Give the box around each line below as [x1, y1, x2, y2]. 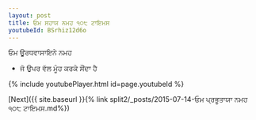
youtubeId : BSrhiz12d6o [8, 26, 87, 34]
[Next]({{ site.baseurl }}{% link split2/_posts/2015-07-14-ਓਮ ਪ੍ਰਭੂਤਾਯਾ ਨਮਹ [8, 95, 248, 104]
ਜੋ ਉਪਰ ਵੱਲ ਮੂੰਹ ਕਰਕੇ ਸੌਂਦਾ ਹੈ [19, 64, 97, 73]
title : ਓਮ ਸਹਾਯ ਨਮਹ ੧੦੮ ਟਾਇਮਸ [8, 19, 110, 27]
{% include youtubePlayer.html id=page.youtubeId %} [8, 80, 185, 89]
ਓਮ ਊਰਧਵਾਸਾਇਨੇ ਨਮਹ [8, 48, 73, 58]
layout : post [8, 11, 52, 20]
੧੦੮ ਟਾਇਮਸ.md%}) [8, 103, 70, 113]
